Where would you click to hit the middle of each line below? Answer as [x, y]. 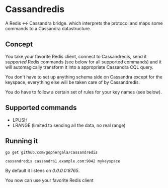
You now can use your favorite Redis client [50, 180]
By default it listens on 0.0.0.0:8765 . [43, 171]
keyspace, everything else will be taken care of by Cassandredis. [72, 82]
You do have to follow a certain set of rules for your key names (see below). [83, 92]
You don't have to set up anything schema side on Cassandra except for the [84, 77]
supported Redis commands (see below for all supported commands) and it [83, 62]
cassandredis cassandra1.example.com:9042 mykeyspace [63, 161]
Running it [22, 141]
